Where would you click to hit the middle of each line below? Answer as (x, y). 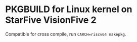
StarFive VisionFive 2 (51, 20)
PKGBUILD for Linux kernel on (69, 9)
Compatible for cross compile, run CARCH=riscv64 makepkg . (66, 34)
